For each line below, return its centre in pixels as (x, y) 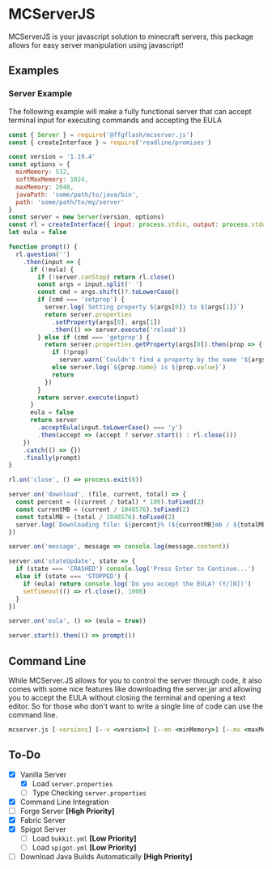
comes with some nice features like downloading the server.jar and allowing (135, 688)
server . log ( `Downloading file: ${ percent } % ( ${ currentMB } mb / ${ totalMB (141, 524)
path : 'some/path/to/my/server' (70, 202)
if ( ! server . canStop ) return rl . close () (106, 277)
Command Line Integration (64, 802)
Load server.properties (72, 783)
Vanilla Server (43, 774)
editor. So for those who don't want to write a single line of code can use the (136, 706)
